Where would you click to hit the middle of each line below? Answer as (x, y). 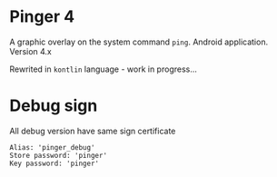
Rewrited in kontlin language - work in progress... (104, 69)
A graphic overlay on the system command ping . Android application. (139, 42)
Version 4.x (31, 51)
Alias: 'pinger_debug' (52, 147)
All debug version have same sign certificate (93, 131)
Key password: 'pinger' (54, 163)
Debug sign (54, 106)
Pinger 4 (42, 17)
